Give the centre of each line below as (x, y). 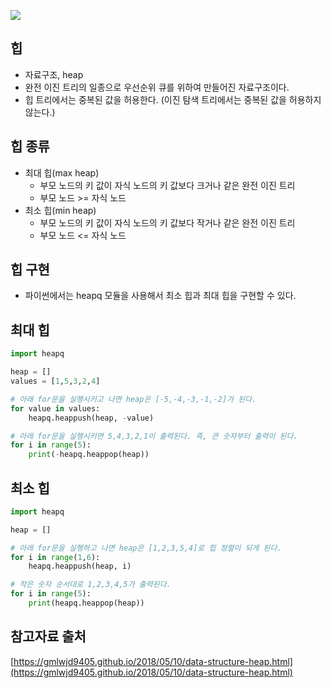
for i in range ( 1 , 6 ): (55, 557)
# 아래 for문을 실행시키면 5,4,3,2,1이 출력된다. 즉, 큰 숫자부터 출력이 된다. (154, 436)
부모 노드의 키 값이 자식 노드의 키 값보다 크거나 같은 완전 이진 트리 (167, 185)
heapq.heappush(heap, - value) (91, 418)
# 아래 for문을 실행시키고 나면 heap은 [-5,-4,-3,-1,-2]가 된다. (133, 399)
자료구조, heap (54, 74)
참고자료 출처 (48, 636)
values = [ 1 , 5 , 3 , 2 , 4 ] (55, 381)
